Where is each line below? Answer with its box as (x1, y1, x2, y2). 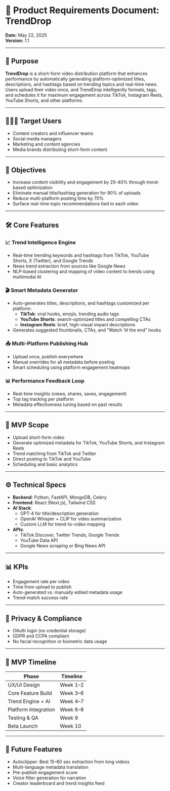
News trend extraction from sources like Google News (12, 263, 125, 269)
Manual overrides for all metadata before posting (12, 359, 115, 365)
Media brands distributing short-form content (12, 146, 107, 153)
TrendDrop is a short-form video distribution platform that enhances (5, 70, 148, 77)
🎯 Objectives (5, 166, 47, 174)
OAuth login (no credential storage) (12, 628, 86, 634)
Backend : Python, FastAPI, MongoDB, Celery (12, 494, 107, 500)
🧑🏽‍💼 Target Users (5, 117, 62, 126)
